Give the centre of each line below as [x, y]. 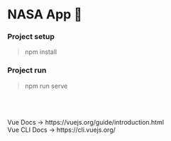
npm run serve [46, 86]
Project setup [31, 37]
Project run [27, 70]
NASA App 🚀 [45, 15]
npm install [41, 52]
